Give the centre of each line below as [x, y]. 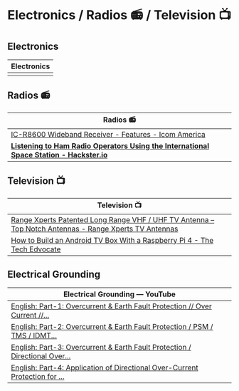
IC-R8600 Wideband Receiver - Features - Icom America [108, 134]
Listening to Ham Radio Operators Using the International [110, 146]
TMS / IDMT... [34, 335]
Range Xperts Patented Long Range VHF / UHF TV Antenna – [113, 219]
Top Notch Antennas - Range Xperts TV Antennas [95, 229]
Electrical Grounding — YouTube [119, 294]
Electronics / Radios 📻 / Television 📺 [119, 15]
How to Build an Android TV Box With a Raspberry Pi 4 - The [112, 240]
